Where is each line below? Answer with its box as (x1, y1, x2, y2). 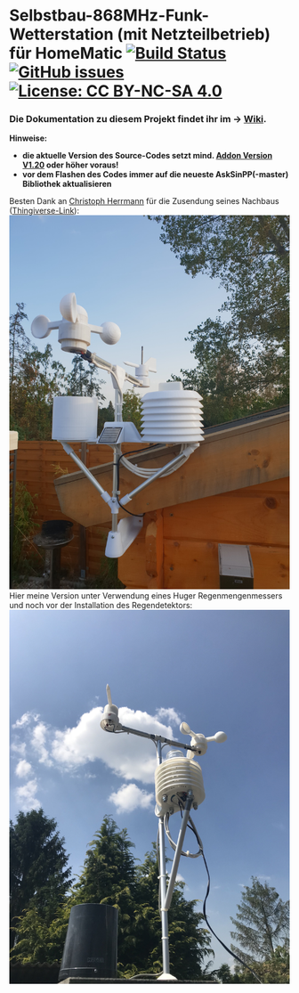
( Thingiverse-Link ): (9, 206, 80, 216)
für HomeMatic (9, 44, 123, 63)
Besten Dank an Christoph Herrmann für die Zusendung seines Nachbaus (9, 196, 279, 207)
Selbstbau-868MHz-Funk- (9, 5, 209, 26)
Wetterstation (9, 24, 114, 45)
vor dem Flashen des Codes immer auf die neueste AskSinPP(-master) (21, 169, 289, 180)
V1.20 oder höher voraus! (21, 159, 119, 170)
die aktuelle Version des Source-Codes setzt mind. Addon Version (21, 151, 273, 161)
